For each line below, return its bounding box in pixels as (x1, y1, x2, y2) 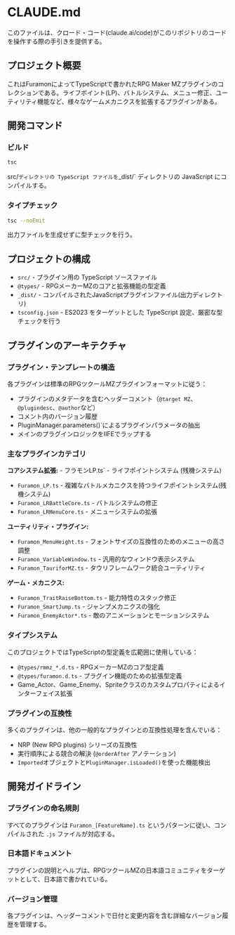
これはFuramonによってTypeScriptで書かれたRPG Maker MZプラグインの (7, 79, 218, 88)
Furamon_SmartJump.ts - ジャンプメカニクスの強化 (17, 602, 160, 611)
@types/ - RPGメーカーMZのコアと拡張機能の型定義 (17, 282, 166, 290)
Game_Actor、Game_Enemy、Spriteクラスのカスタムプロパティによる (17, 680, 220, 688)
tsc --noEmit (7, 217, 46, 224)
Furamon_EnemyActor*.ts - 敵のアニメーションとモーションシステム (17, 611, 210, 620)
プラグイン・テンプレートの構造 (7, 362, 115, 372)
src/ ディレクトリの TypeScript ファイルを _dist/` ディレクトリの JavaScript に (7, 173, 221, 181)
